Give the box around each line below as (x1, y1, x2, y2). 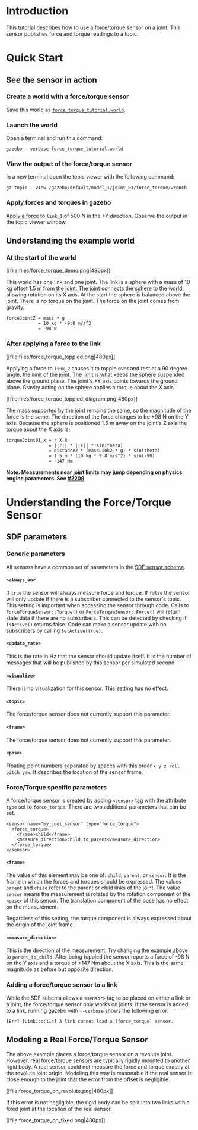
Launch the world (6, 121, 58, 129)
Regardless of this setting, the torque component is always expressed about (6, 915, 192, 922)
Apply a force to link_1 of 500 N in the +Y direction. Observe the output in (6, 212, 188, 219)
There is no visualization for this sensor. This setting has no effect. (6, 685, 168, 692)
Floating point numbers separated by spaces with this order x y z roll (6, 762, 180, 769)
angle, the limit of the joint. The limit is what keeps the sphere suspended (6, 371, 185, 378)
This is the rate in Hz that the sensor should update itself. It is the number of (6, 653, 191, 660)
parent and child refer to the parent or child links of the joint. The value (6, 884, 181, 891)
